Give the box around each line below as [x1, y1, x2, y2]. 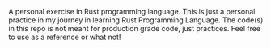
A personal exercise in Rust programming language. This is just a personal [8, 7, 256, 16]
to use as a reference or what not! [8, 32, 121, 42]
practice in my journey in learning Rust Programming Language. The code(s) [8, 15, 264, 25]
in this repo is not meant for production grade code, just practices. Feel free [8, 24, 261, 33]
